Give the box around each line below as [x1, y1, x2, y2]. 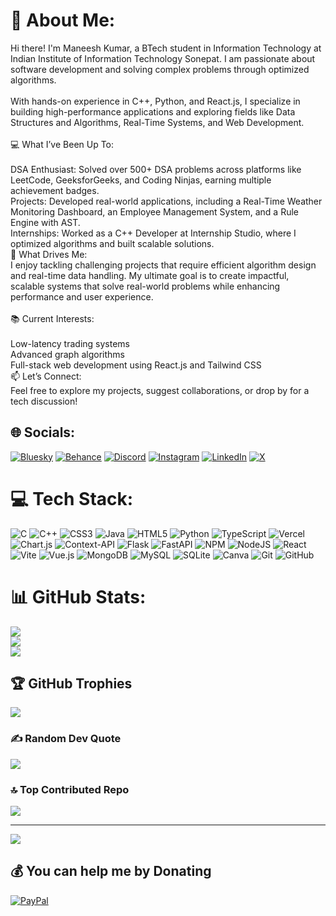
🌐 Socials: [10, 424, 76, 441]
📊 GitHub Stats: [10, 585, 147, 608]
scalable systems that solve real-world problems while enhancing [10, 280, 281, 292]
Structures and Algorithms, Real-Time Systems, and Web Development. [10, 116, 305, 128]
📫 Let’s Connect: [10, 370, 82, 382]
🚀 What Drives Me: [10, 248, 88, 260]
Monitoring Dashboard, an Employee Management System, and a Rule [10, 205, 299, 218]
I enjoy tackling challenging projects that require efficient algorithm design [10, 259, 317, 271]
